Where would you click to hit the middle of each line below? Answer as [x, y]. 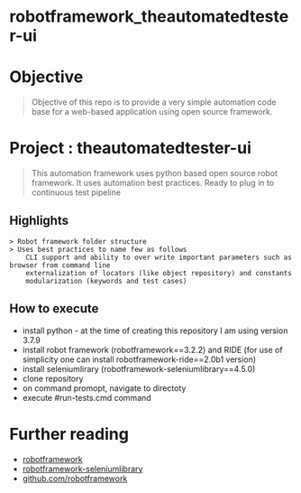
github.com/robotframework [75, 478]
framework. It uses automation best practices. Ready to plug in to [153, 183]
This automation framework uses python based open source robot [154, 173]
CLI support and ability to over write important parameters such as [159, 257]
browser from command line [60, 265]
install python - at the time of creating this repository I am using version [155, 330]
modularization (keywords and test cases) [106, 281]
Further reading [69, 434]
